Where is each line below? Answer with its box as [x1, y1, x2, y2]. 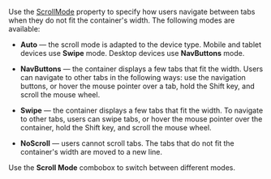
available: [8, 24, 41, 33]
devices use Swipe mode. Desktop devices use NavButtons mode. [19, 49, 245, 58]
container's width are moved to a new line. [19, 147, 163, 156]
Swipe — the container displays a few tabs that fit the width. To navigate [19, 105, 264, 115]
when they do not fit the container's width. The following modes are [8, 15, 235, 25]
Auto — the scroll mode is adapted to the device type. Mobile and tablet [19, 40, 262, 49]
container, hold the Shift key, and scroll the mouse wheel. [19, 123, 213, 132]
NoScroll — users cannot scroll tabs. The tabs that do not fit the [19, 139, 234, 148]
